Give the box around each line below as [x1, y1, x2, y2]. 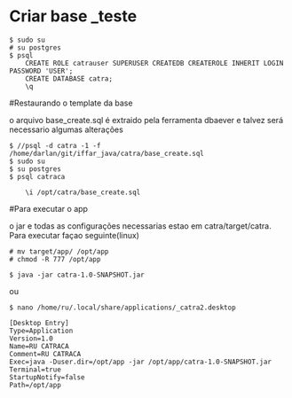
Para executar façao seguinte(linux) [9, 230, 140, 240]
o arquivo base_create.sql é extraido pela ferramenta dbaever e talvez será [9, 114, 284, 125]
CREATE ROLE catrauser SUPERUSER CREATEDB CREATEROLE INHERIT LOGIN [25, 59, 284, 67]
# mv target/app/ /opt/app [9, 246, 109, 256]
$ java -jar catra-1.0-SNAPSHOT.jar [9, 270, 145, 279]
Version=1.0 [9, 334, 53, 343]
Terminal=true [9, 365, 62, 374]
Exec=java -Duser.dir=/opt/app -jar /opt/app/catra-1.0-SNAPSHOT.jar [9, 357, 272, 366]
